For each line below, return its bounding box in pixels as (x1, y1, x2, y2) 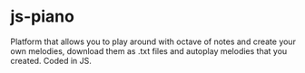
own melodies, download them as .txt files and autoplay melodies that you (10, 45, 288, 56)
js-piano (10, 6, 75, 27)
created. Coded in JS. (10, 55, 92, 66)
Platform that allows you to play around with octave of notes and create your (10, 36, 296, 47)
